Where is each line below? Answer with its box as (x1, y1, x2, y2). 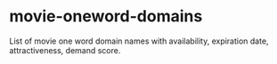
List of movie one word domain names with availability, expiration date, (9, 36, 269, 46)
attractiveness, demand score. (9, 44, 121, 55)
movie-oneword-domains (9, 6, 203, 27)
